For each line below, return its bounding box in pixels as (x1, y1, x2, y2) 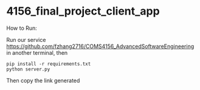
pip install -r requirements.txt (6, 61, 91, 67)
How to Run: (6, 24, 38, 32)
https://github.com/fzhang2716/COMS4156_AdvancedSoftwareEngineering (6, 43, 195, 50)
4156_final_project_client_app (6, 4, 160, 18)
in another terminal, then (6, 49, 68, 56)
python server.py (6, 66, 50, 72)
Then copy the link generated (6, 77, 80, 84)
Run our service (6, 36, 46, 43)
